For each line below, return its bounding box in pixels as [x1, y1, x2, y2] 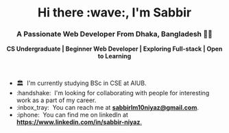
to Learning [97, 52, 132, 60]
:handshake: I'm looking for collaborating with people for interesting [16, 89, 210, 97]
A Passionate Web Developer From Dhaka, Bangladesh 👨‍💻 [16, 29, 213, 39]
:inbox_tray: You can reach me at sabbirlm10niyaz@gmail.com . [16, 104, 200, 112]
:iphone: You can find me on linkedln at [16, 111, 128, 119]
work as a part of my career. [16, 96, 97, 104]
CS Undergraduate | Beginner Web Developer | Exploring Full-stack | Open [6, 45, 223, 53]
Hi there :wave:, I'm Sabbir [37, 5, 192, 21]
